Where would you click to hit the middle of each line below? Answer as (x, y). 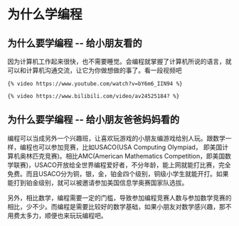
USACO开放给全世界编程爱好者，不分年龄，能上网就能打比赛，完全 (133, 165)
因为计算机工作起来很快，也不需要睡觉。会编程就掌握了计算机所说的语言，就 (119, 61)
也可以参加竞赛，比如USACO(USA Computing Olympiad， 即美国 (127, 147)
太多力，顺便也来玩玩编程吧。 (63, 215)
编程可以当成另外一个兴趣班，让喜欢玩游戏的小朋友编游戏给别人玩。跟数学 (116, 138)
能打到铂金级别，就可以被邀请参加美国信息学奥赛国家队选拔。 (98, 183)
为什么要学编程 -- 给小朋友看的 (75, 43)
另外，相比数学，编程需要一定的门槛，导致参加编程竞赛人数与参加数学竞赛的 (119, 198)
